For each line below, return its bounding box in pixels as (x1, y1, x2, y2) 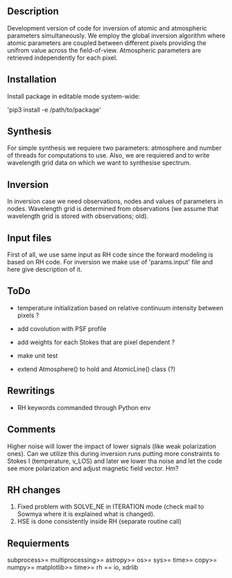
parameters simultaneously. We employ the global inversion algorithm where (7, 31, 226, 40)
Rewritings (7, 385, 55, 397)
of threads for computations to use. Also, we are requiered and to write (7, 151, 210, 160)
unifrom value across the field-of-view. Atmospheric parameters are (7, 46, 202, 54)
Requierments (7, 537, 70, 549)
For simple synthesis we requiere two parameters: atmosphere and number (7, 144, 222, 152)
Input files (7, 232, 52, 244)
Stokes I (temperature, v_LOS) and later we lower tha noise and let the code (7, 457, 223, 465)
